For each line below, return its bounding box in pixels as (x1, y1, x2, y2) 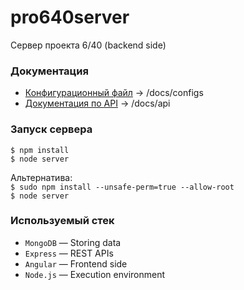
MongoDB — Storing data (24, 236, 122, 248)
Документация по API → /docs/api (24, 97, 171, 110)
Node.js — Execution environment (24, 268, 166, 280)
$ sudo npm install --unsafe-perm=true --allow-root (10, 182, 235, 192)
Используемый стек (10, 214, 115, 228)
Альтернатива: (10, 171, 73, 183)
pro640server (10, 6, 130, 29)
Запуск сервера (10, 122, 93, 136)
